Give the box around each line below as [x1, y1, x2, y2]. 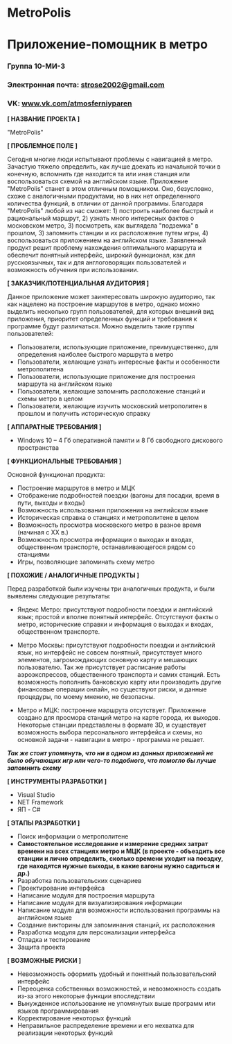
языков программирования [17, 1007, 99, 1015]
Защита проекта [17, 943, 66, 951]
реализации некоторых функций [17, 1029, 113, 1037]
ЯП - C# [17, 805, 41, 814]
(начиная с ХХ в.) [17, 528, 69, 536]
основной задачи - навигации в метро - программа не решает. [17, 735, 205, 743]
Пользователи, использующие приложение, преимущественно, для [17, 342, 220, 351]
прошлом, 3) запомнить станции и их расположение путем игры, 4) [7, 228, 209, 237]
